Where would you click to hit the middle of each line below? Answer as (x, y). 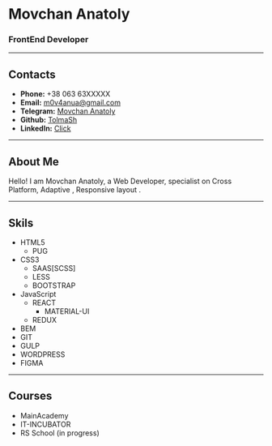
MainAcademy (44, 415)
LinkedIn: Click (45, 129)
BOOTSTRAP (54, 285)
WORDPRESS (42, 354)
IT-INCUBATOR (45, 424)
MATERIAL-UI (67, 311)
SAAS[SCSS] (54, 268)
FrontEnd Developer (49, 40)
